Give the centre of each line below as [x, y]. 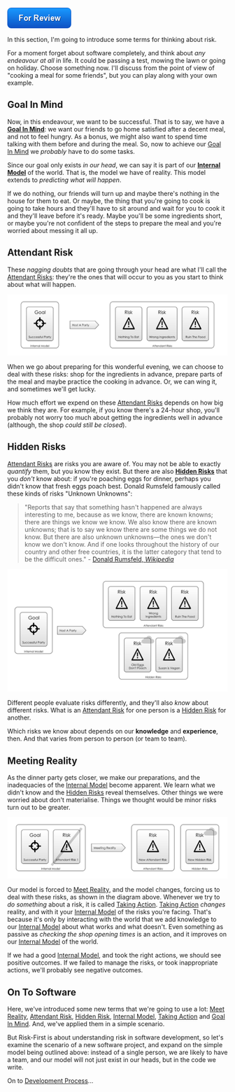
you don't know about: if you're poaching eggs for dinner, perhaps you [109, 478]
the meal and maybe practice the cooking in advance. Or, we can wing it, [112, 381]
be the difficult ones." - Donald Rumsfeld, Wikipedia [99, 559]
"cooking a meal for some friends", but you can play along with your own [112, 75]
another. [19, 717]
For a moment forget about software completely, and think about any [106, 53]
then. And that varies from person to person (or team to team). [97, 738]
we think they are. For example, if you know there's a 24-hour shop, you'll [114, 409]
